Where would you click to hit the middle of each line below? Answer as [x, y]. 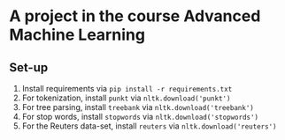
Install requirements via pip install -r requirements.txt [127, 88]
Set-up [29, 67]
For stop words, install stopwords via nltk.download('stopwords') [140, 117]
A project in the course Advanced [135, 16]
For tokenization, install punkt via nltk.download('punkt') [126, 98]
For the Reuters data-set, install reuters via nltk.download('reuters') [149, 126]
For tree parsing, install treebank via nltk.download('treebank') [138, 107]
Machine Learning [77, 35]
